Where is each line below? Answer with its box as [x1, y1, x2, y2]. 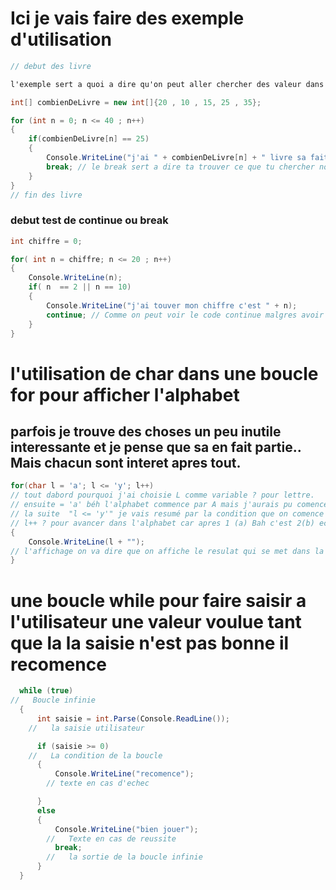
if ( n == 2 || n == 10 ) [28, 282, 132, 292]
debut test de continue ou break [10, 213, 169, 227]
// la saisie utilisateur [28, 723, 145, 733]
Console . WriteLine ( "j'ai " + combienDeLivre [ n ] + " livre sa [46, 153, 307, 163]
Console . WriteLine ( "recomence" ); [54, 769, 195, 779]
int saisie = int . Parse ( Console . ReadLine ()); [36, 713, 230, 724]
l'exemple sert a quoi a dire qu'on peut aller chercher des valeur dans [10, 79, 325, 89]
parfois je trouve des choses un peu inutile [10, 423, 282, 441]
